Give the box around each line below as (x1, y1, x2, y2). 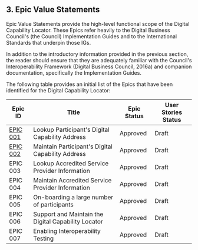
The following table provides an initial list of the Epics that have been (6, 81, 173, 88)
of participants (33, 200, 74, 208)
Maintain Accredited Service (33, 176, 112, 184)
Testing (33, 234, 54, 242)
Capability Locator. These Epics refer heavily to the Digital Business (6, 26, 170, 34)
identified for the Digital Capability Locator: (6, 86, 111, 94)
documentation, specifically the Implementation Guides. (6, 69, 141, 76)
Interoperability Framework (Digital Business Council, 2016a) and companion (6, 63, 192, 70)
